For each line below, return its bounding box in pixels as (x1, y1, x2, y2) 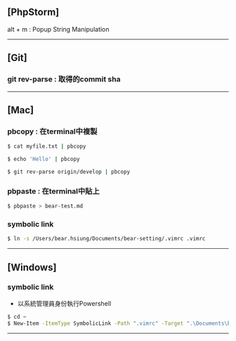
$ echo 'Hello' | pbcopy (7, 155, 80, 163)
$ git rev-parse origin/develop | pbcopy (7, 168, 131, 175)
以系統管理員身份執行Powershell (17, 299, 112, 307)
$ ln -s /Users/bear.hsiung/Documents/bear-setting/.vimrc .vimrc (7, 236, 206, 243)
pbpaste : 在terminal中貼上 (7, 186, 100, 196)
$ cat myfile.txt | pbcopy (7, 143, 86, 150)
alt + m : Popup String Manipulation (7, 25, 110, 33)
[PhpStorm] (7, 6, 60, 18)
